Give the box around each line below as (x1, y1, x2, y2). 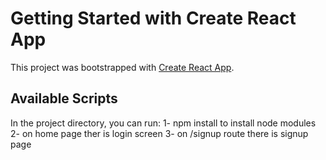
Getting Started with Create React (10, 7, 297, 30)
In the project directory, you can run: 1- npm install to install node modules (10, 117, 317, 129)
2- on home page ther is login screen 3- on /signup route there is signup (10, 127, 309, 139)
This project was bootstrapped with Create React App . (10, 61, 235, 73)
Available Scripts (10, 90, 118, 107)
